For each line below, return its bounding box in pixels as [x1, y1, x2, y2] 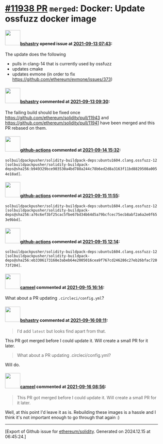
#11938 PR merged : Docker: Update [5, 3, 145, 14]
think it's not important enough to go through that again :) [5, 414, 120, 420]
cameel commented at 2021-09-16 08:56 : [20, 384, 107, 390]
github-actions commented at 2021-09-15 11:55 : [20, 193, 120, 199]
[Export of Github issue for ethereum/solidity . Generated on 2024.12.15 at [5, 428, 151, 434]
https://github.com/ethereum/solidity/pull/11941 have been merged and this [5, 120, 155, 126]
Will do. [5, 362, 20, 367]
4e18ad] [5, 172, 21, 176]
